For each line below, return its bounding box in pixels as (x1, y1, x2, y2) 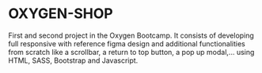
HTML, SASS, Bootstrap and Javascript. (8, 56, 139, 65)
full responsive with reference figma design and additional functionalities (8, 38, 245, 48)
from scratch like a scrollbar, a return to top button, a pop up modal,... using (8, 47, 255, 57)
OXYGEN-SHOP (8, 5, 113, 23)
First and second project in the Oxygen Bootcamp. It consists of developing (8, 31, 255, 40)
